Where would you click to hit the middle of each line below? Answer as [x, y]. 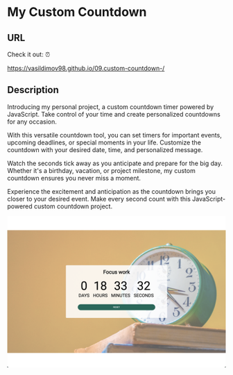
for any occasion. [32, 122]
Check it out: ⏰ [29, 54]
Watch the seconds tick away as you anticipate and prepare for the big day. [115, 163]
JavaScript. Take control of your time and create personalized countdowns [114, 114]
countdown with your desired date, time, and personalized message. [105, 149]
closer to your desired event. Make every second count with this [99, 199]
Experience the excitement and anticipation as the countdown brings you [112, 191]
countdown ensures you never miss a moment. [74, 178]
